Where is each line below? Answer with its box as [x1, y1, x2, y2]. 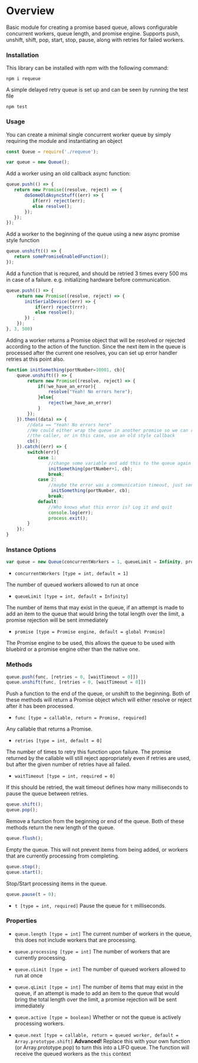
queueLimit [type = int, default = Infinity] [14, 594, 128, 600]
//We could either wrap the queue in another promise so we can [27, 427, 189, 433]
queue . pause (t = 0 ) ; [6, 891, 57, 897]
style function [6, 237, 40, 244]
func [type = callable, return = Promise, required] [14, 715, 147, 721]
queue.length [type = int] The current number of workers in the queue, [14, 930, 192, 937]
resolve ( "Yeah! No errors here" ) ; [48, 389, 133, 395]
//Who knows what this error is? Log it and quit [48, 504, 173, 510]
